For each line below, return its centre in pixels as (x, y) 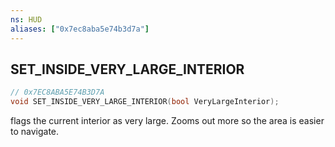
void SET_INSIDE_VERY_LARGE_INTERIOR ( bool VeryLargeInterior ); (145, 102)
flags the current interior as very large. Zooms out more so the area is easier (167, 121)
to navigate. (35, 132)
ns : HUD (26, 19)
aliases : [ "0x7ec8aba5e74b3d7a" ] (80, 29)
